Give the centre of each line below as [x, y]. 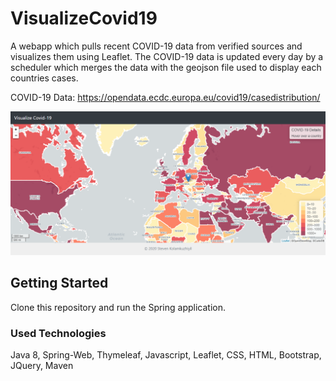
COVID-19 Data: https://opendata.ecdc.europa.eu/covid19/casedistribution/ [165, 97]
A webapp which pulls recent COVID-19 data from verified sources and [156, 46]
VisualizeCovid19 [84, 18]
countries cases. [44, 78]
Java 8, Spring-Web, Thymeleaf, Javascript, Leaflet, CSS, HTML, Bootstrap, [166, 354]
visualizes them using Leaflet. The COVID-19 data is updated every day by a [167, 56]
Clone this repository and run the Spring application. [118, 307]
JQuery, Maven [42, 365]
